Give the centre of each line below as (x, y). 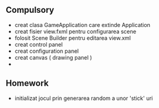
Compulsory (30, 10)
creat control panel (38, 44)
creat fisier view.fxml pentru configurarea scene (75, 31)
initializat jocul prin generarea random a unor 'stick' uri (83, 98)
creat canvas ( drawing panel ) (53, 57)
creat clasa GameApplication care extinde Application (83, 25)
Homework (27, 83)
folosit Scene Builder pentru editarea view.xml (73, 38)
